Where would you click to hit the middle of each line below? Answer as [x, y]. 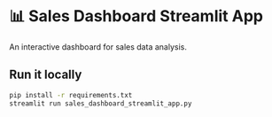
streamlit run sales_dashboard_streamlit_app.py [101, 103]
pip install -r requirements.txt [71, 95]
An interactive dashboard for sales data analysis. [98, 47]
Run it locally [46, 75]
